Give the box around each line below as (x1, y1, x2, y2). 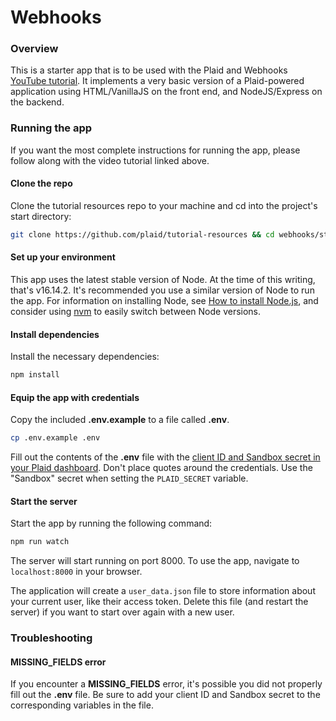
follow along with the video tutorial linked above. (10, 154, 210, 166)
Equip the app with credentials (10, 391, 140, 403)
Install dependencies (10, 328, 100, 340)
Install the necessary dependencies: (10, 351, 160, 363)
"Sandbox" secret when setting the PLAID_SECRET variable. (10, 472, 249, 485)
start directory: (10, 210, 72, 222)
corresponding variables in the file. (10, 699, 154, 711)
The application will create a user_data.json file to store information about (10, 585, 316, 597)
